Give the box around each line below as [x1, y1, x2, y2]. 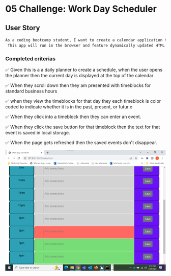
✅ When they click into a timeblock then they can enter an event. [5, 113, 141, 120]
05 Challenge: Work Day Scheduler [5, 3, 157, 15]
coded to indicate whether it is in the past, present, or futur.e [5, 104, 133, 110]
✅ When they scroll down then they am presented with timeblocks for [5, 82, 151, 88]
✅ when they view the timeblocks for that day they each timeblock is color [5, 98, 161, 104]
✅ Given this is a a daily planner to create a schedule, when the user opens [5, 67, 163, 73]
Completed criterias [5, 55, 56, 62]
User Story [5, 24, 40, 32]
